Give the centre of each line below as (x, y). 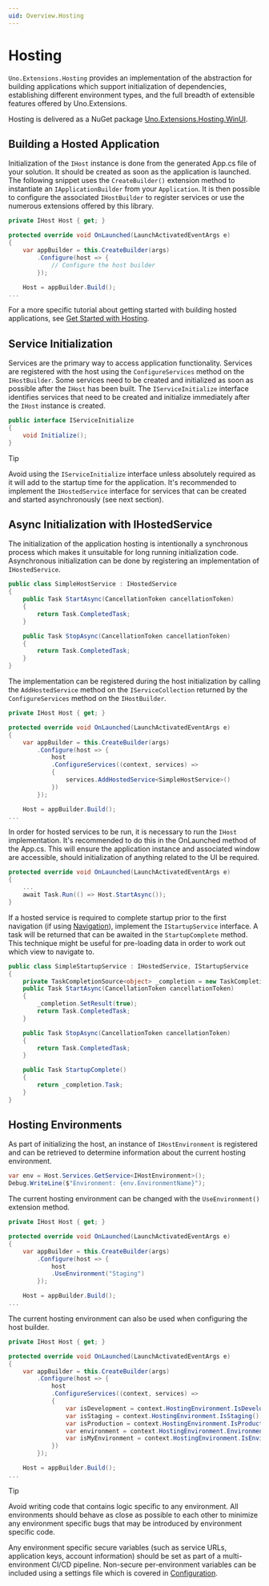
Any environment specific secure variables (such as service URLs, (118, 1547)
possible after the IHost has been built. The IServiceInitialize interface (129, 389)
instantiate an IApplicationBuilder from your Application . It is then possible (134, 189)
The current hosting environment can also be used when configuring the (128, 1319)
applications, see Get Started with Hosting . (79, 319)
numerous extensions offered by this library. (81, 206)
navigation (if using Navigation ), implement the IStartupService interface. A (133, 926)
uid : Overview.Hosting (46, 16)
